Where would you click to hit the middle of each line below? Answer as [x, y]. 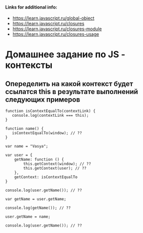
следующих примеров [43, 99]
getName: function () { [39, 160]
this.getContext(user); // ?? [55, 169]
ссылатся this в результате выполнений [72, 91]
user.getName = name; [28, 217]
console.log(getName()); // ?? [38, 208]
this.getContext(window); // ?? [57, 164]
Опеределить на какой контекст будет [69, 84]
